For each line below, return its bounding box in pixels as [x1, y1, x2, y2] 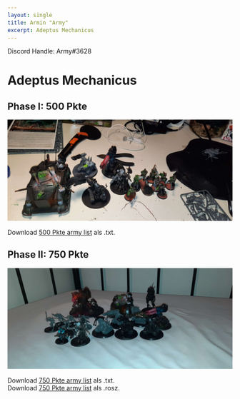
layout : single [7, 11, 53, 19]
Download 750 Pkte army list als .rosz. [7, 384, 120, 392]
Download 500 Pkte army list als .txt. [7, 228, 116, 236]
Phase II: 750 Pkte [7, 248, 89, 261]
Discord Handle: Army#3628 [7, 47, 91, 56]
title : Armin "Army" [7, 19, 69, 26]
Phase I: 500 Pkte [7, 100, 88, 112]
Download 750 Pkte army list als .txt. [7, 376, 115, 385]
